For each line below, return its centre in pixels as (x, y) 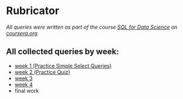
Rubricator (33, 11)
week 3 (24, 78)
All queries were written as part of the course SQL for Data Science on (92, 27)
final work (27, 91)
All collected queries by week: (63, 52)
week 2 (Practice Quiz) (42, 72)
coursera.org (22, 33)
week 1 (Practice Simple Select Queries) (63, 66)
